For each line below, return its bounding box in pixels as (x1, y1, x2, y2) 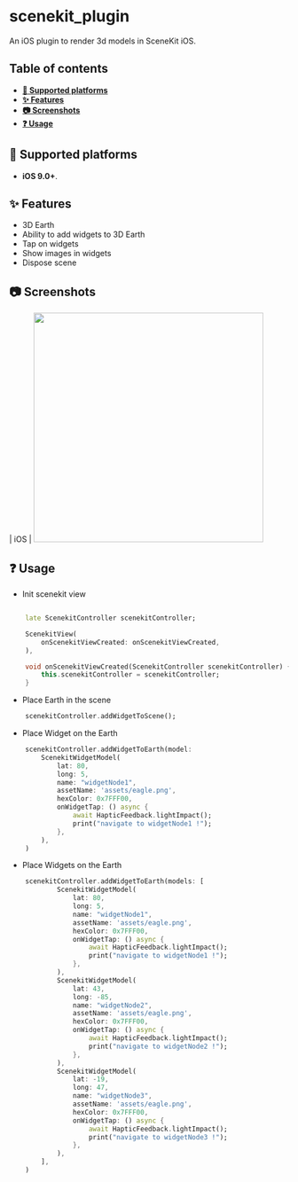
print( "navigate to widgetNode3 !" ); (88, 1132, 228, 1141)
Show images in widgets (21, 248, 112, 259)
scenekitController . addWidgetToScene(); (25, 712, 176, 721)
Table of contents (9, 61, 108, 76)
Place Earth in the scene (21, 694, 112, 706)
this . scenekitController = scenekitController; (41, 670, 220, 679)
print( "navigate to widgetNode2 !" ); (88, 1042, 228, 1051)
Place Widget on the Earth (21, 728, 118, 738)
